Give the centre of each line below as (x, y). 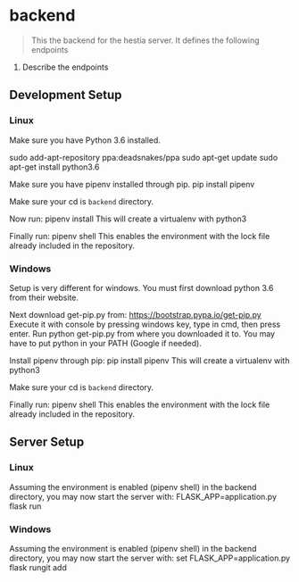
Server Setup (47, 442)
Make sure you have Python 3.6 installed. (85, 140)
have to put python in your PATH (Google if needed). (106, 343)
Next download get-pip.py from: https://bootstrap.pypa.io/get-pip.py (135, 314)
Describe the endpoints (65, 67)
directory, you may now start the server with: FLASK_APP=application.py (143, 496)
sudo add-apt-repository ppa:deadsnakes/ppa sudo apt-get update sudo (144, 157)
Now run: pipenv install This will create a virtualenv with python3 (128, 219)
